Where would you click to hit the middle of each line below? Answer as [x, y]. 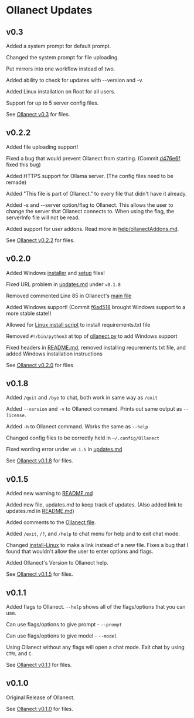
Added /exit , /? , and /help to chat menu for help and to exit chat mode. [93, 534]
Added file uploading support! [42, 147]
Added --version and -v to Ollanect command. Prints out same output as [94, 409]
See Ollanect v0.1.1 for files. [39, 665]
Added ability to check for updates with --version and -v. [75, 80]
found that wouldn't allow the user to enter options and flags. [80, 551]
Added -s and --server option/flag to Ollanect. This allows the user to [90, 205]
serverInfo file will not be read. [43, 217]
